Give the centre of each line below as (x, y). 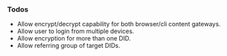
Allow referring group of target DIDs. (69, 46)
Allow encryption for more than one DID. (74, 38)
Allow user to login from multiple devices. (75, 31)
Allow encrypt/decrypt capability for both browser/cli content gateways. (119, 24)
